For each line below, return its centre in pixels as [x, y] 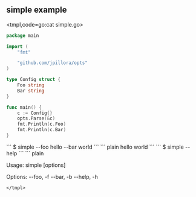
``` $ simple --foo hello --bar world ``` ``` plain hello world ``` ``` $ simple [95, 147]
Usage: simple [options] [36, 165]
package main [23, 36]
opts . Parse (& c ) [36, 118]
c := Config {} [35, 113]
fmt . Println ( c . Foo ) [42, 124]
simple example [37, 10]
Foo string [31, 85]
